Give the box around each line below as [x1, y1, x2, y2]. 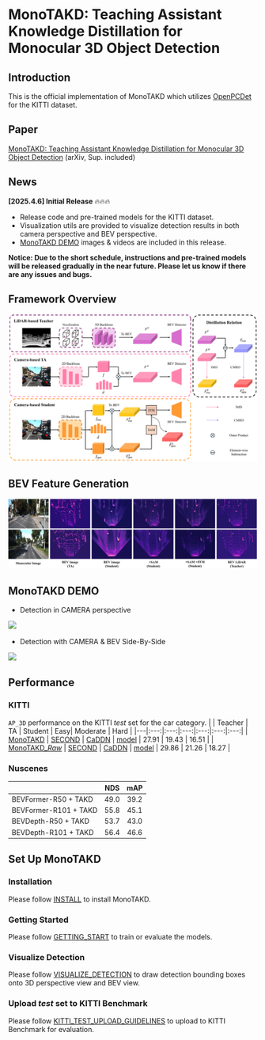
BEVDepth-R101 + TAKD [11, 827, 94, 837]
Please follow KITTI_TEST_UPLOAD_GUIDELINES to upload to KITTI [8, 1015, 226, 1026]
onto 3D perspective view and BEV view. [8, 978, 140, 988]
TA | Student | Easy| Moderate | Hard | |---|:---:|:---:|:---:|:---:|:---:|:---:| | [8, 726, 248, 735]
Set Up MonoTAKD [8, 852, 101, 866]
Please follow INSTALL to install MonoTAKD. [8, 894, 152, 904]
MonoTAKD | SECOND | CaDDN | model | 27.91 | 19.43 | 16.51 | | [8, 734, 214, 744]
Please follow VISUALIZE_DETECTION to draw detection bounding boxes [8, 970, 246, 979]
